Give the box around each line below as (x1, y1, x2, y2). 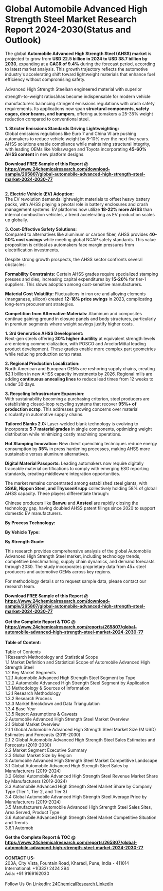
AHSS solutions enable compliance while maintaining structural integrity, (5, 141, 151, 147)
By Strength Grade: (5, 538, 45, 544)
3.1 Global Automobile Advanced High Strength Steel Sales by (5, 762, 128, 768)
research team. (5, 583, 36, 589)
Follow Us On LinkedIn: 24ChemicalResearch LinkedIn (5, 881, 113, 887)
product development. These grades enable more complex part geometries (5, 346, 156, 352)
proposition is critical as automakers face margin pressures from (5, 242, 135, 247)
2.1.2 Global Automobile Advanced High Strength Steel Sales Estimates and (5, 737, 156, 742)
